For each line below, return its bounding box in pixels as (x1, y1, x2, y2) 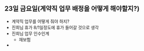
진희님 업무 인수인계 (11, 31, 49, 36)
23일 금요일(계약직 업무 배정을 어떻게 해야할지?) (4, 4, 140, 13)
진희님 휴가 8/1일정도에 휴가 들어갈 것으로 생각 (11, 24, 99, 30)
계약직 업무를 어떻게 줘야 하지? (11, 18, 70, 24)
